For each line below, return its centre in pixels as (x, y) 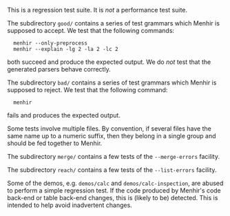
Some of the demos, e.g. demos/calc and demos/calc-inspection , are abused (115, 183)
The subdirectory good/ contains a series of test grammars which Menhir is (114, 23)
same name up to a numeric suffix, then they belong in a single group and (112, 136)
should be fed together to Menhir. (55, 143)
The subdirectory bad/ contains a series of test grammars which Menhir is (112, 83)
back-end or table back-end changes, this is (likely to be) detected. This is (113, 198)
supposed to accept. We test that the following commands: (91, 31)
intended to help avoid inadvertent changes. (70, 205)
